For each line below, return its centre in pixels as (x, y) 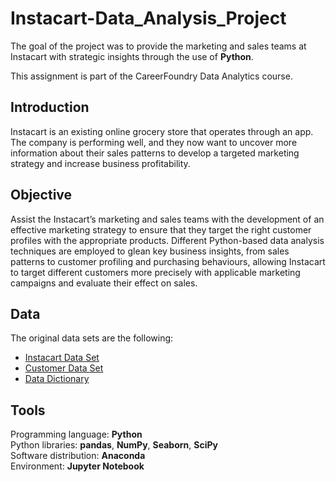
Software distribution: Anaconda (78, 456)
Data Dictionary (57, 379)
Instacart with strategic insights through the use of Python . (132, 56)
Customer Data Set (64, 368)
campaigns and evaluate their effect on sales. (104, 283)
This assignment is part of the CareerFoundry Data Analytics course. (151, 76)
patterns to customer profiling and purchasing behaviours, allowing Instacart (168, 261)
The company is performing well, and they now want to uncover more (154, 142)
